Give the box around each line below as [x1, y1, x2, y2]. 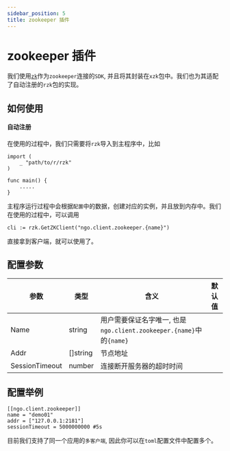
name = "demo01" [7, 411, 53, 418]
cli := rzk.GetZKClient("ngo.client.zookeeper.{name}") [7, 224, 170, 232]
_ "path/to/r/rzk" [19, 159, 72, 167]
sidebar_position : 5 [7, 10, 66, 17]
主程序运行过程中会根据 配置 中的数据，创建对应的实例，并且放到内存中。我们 [7, 202, 221, 210]
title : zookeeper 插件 [7, 16, 70, 23]
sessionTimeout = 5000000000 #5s [7, 423, 103, 430]
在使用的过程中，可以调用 [7, 210, 79, 219]
